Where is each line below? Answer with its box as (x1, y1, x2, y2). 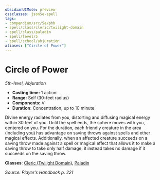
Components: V (12, 100, 45, 106)
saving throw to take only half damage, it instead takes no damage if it (5, 145, 145, 151)
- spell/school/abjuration (5, 39, 60, 44)
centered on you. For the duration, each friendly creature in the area (5, 125, 142, 131)
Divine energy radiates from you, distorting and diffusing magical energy (5, 115, 151, 120)
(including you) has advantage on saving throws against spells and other (5, 130, 151, 136)
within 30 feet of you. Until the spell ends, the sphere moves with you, (5, 119, 145, 125)
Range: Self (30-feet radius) (12, 95, 69, 100)
